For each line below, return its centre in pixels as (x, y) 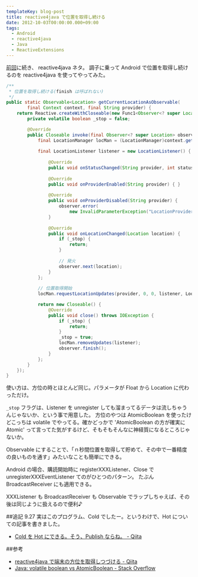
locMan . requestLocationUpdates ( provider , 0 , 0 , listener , (110, 294)
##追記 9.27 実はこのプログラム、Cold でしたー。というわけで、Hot (89, 517)
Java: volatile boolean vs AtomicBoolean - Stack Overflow (85, 568)
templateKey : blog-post (35, 11)
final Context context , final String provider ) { (89, 108)
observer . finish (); (83, 348)
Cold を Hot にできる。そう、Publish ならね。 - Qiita (78, 536)
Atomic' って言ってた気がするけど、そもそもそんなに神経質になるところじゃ (98, 430)
